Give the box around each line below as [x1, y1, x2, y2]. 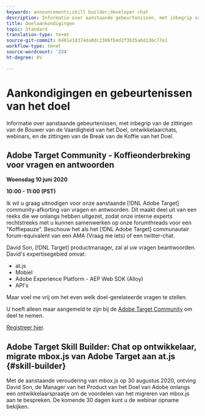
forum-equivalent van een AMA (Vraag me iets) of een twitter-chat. [6, 232, 175, 239]
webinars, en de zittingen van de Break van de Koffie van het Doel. [6, 132, 174, 139]
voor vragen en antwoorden [6, 160, 115, 170]
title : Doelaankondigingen [6, 20, 75, 26]
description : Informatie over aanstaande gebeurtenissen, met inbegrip [6, 15, 192, 21]
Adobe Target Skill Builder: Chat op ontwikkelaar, [6, 341, 197, 352]
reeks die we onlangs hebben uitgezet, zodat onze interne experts [6, 212, 173, 220]
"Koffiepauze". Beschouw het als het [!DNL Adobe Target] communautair [6, 226, 190, 233]
